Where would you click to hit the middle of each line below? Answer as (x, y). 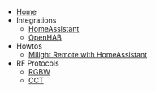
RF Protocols (37, 63)
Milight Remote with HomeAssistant (88, 55)
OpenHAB (45, 37)
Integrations (36, 20)
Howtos (29, 46)
